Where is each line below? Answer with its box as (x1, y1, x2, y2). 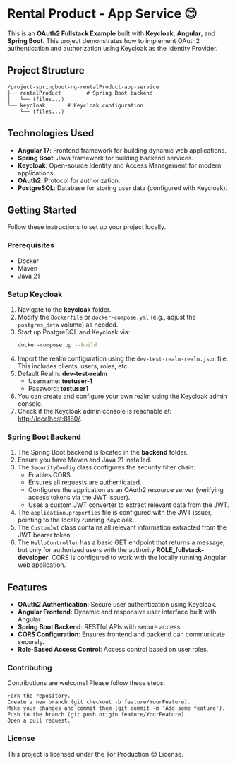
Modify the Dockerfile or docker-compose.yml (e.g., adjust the (17, 313, 196, 321)
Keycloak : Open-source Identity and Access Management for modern (17, 161, 222, 170)
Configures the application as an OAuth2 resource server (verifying (28, 486, 224, 494)
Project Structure (7, 64, 85, 76)
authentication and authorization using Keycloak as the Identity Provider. (7, 44, 218, 52)
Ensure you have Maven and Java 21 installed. (17, 455, 152, 465)
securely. (17, 637, 44, 646)
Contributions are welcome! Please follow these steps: (7, 679, 166, 687)
